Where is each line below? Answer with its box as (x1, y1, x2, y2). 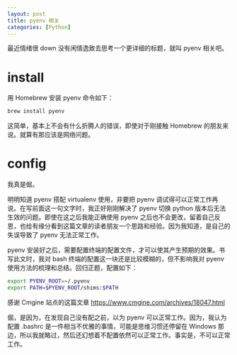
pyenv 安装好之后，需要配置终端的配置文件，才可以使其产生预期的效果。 (7, 246, 219, 254)
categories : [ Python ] (7, 23, 71, 31)
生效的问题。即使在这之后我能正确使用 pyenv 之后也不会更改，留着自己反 (7, 213, 221, 222)
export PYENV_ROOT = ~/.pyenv (7, 278, 91, 285)
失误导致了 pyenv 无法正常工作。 (7, 231, 103, 239)
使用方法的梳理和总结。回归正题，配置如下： (7, 263, 138, 272)
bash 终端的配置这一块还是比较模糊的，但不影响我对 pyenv (52, 255, 225, 263)
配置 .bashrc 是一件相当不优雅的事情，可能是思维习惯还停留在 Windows (7, 322, 217, 330)
